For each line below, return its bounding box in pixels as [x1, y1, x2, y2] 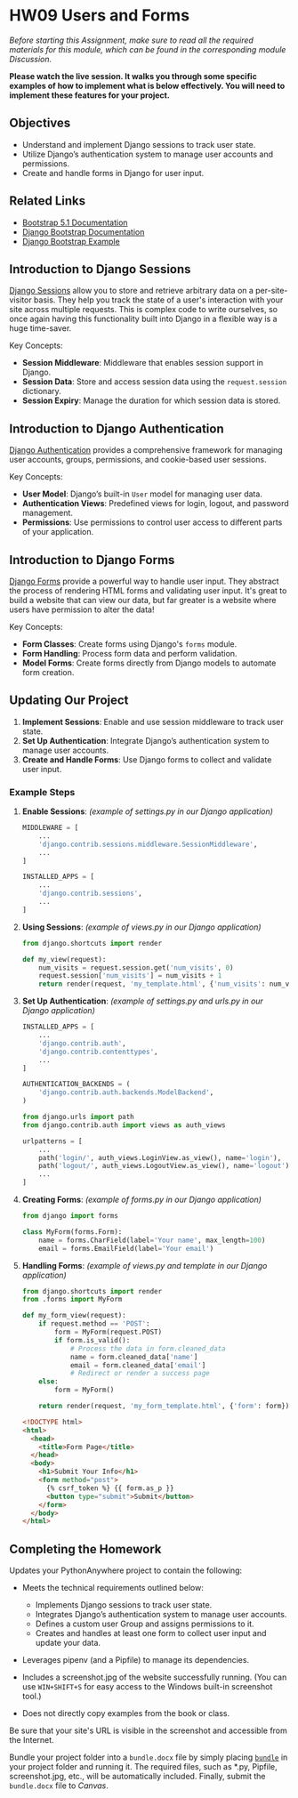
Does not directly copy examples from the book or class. [21, 1708, 230, 1719]
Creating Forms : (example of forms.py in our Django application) [21, 1194, 262, 1205]
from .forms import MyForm [21, 1295, 123, 1304]
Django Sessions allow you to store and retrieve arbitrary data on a [9, 286, 254, 296]
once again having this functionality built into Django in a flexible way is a [9, 313, 278, 325]
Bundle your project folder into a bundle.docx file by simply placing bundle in [9, 1752, 288, 1762]
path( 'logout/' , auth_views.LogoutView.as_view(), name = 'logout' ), [38, 1162, 294, 1171]
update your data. [35, 1638, 101, 1649]
